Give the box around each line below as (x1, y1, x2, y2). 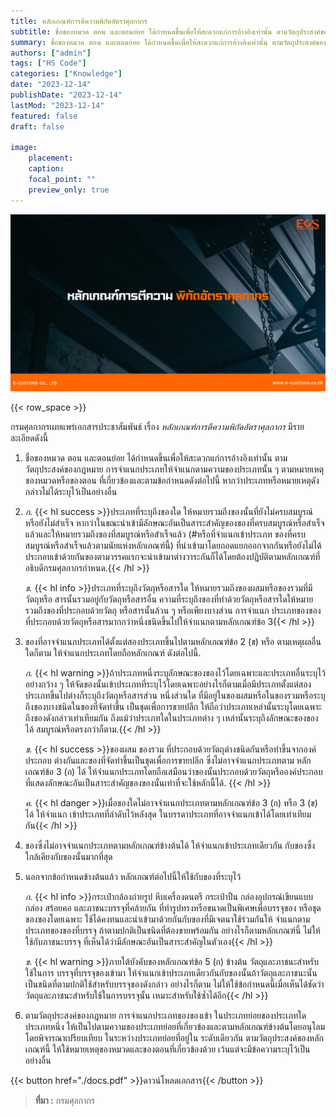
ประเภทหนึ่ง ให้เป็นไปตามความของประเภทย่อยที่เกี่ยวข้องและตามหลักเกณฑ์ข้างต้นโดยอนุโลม (24, 1021, 326, 1033)
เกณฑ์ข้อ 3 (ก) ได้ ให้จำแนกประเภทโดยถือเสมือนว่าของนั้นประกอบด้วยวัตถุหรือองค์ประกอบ (24, 766, 323, 778)
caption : (28, 164, 65, 174)
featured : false (10, 111, 78, 121)
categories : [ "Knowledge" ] (10, 69, 123, 79)
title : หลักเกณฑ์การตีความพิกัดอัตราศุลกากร (10, 16, 148, 26)
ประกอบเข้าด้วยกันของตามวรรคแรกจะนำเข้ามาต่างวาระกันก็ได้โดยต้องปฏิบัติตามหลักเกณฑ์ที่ (24, 551, 321, 563)
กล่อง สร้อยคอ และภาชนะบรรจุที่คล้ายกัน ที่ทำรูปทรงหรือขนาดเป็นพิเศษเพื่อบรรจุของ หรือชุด (24, 902, 322, 914)
